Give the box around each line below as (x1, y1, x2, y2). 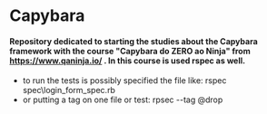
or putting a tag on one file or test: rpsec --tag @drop (22, 94, 223, 105)
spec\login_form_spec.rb (22, 85, 116, 96)
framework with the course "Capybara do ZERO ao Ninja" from (9, 45, 252, 56)
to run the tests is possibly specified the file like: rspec (22, 75, 227, 86)
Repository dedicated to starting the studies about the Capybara (9, 35, 259, 46)
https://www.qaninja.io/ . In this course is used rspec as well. (9, 55, 246, 66)
